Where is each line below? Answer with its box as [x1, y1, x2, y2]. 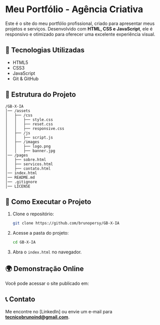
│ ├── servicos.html [5, 161, 53, 167]
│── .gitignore [5, 179, 37, 184]
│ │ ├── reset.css [5, 121, 53, 126]
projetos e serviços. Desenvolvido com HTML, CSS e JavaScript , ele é [5, 25, 153, 31]
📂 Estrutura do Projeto [5, 90, 76, 99]
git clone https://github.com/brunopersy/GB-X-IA [12, 221, 120, 226]
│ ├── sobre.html [5, 157, 47, 162]
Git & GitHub [12, 75, 39, 82]
